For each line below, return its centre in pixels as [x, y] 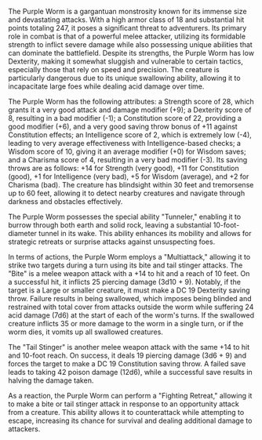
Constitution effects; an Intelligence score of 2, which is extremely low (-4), [130, 135]
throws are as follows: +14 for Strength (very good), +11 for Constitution [124, 168]
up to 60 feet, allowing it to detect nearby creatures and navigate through [127, 193]
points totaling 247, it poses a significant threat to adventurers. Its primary [127, 28]
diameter [23, 233]
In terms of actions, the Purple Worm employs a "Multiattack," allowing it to [129, 257]
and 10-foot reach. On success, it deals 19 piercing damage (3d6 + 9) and [127, 355]
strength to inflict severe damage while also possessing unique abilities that [130, 45]
